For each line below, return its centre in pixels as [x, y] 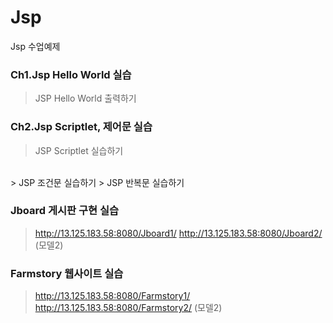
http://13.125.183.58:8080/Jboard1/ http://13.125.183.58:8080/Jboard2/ [178, 233]
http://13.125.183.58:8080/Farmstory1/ [112, 296]
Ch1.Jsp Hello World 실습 [71, 74]
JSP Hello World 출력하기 [85, 98]
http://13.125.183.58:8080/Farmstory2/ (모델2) [128, 308]
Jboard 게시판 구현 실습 [65, 211]
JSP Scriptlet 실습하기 [79, 150]
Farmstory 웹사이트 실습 [67, 273]
